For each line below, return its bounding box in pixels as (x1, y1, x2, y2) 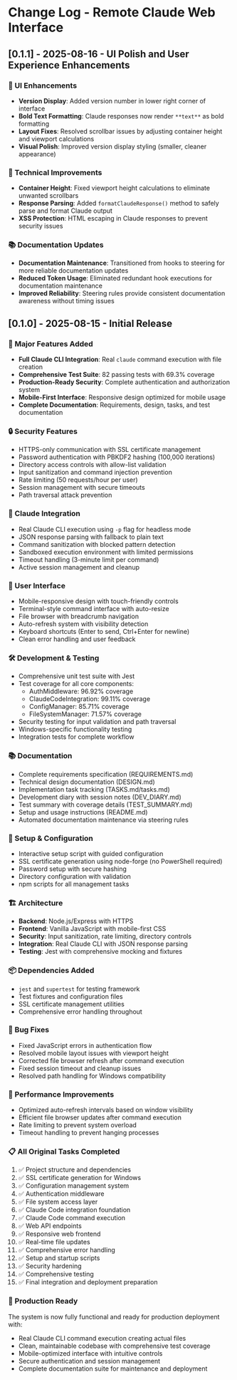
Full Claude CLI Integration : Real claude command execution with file (18, 355, 222, 364)
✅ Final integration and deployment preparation (18, 1278, 158, 1286)
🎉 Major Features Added (8, 338, 93, 348)
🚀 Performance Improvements (8, 1089, 115, 1099)
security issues (18, 222, 63, 231)
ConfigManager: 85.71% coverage (28, 702, 130, 711)
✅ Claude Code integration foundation (18, 1206, 131, 1214)
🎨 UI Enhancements (8, 80, 78, 90)
